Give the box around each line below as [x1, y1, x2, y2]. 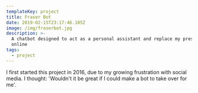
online [11, 42, 28, 48]
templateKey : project [6, 8, 60, 15]
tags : [6, 47, 19, 53]
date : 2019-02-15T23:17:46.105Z [6, 19, 85, 25]
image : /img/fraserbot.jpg [6, 25, 72, 31]
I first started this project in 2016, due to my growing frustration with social [6, 68, 187, 75]
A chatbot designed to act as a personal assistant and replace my [11, 36, 181, 42]
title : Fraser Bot [6, 14, 51, 20]
